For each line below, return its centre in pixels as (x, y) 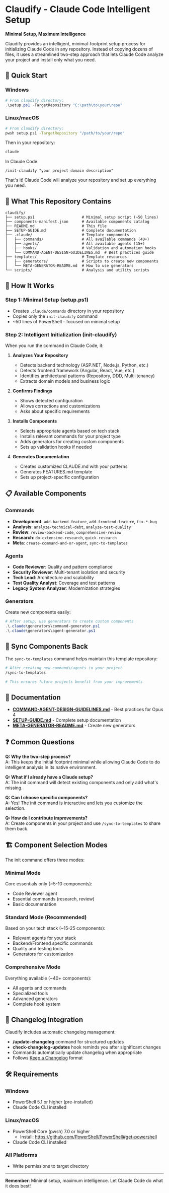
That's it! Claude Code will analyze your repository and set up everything (81, 180)
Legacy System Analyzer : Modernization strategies (66, 588)
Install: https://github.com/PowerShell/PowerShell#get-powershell (89, 1137)
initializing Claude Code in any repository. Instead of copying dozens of (79, 49)
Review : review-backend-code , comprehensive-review (67, 532)
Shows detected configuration (51, 401)
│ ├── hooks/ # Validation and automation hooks (81, 248)
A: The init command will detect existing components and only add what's (82, 783)
